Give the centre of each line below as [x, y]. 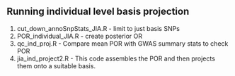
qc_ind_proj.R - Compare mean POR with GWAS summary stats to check [122, 43]
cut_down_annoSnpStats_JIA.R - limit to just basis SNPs [98, 28]
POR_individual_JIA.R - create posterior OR [80, 36]
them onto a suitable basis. [56, 65]
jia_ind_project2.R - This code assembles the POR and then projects [116, 58]
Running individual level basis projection [98, 12]
